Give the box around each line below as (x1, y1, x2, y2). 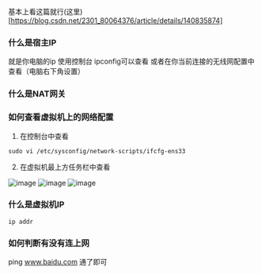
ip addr (8, 218, 34, 226)
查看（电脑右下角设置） (8, 67, 85, 76)
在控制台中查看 (19, 131, 69, 141)
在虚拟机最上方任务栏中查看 (19, 162, 111, 172)
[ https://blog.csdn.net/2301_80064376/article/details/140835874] (8, 16, 223, 25)
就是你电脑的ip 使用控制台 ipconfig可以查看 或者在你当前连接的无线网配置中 (8, 56, 255, 66)
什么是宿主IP (8, 37, 57, 48)
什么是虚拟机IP (8, 199, 65, 210)
